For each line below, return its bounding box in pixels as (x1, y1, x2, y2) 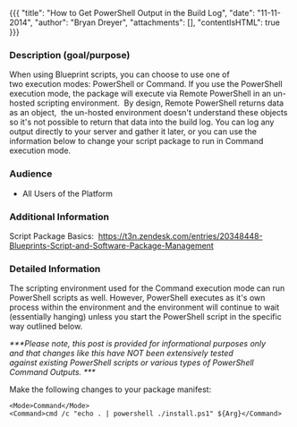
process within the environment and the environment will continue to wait (9, 302, 280, 312)
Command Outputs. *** (9, 367, 96, 378)
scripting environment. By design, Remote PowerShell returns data (37, 98, 284, 108)
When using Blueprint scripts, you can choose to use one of (9, 69, 230, 80)
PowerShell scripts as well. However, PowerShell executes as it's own (9, 293, 266, 303)
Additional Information (9, 210, 110, 223)
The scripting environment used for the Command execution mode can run (9, 283, 285, 294)
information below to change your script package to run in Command (9, 136, 264, 147)
